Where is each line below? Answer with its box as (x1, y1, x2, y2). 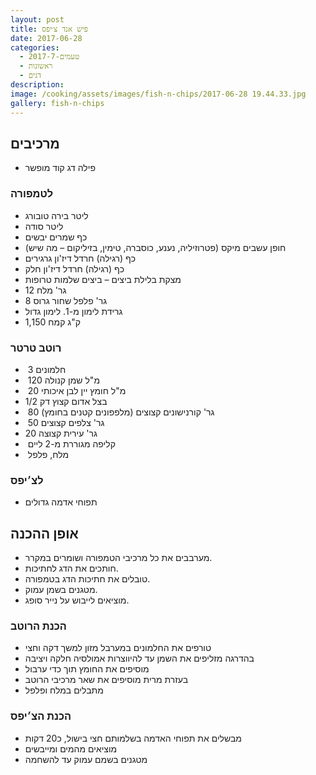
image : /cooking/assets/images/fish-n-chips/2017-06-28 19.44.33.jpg (10, 89, 307, 99)
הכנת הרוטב (10, 619, 67, 633)
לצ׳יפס (10, 473, 44, 487)
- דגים (19, 71, 42, 81)
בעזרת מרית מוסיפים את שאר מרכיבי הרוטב (24, 674, 189, 686)
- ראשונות (19, 61, 53, 71)
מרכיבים (10, 135, 60, 152)
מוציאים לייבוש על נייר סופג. (24, 594, 130, 606)
